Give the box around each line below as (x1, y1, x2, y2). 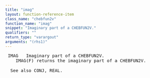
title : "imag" (5, 7, 35, 12)
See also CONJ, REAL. (10, 68, 63, 73)
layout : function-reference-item (5, 12, 74, 17)
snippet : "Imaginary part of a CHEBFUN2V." (5, 26, 97, 31)
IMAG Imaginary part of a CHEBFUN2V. (7, 53, 105, 58)
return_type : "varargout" (5, 35, 58, 40)
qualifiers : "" (5, 30, 37, 35)
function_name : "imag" (5, 21, 52, 26)
